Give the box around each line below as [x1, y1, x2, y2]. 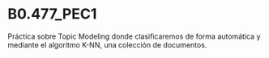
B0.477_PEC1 [7, 5, 97, 23]
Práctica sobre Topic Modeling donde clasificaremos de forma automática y [7, 31, 261, 41]
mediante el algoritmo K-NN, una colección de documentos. [7, 39, 207, 49]
